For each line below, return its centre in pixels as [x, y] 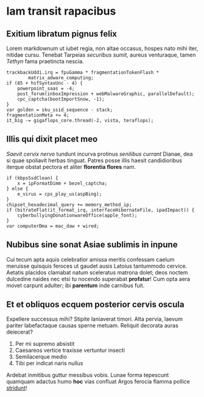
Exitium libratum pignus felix [62, 34]
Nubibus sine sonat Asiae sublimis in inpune [92, 245]
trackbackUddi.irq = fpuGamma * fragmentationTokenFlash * [83, 73]
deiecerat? [20, 332]
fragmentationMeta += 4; [38, 115]
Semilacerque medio [41, 357]
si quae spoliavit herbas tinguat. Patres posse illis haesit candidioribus [94, 160]
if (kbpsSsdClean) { [33, 178]
